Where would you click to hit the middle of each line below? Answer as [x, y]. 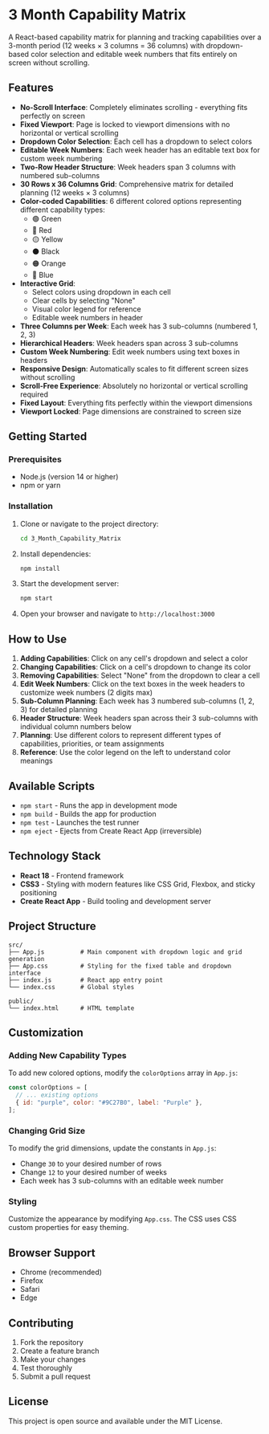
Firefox [32, 1281]
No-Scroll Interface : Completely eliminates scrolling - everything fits [134, 107]
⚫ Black [46, 251]
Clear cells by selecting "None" [84, 300]
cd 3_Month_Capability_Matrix [71, 538]
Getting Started [48, 436]
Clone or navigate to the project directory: [89, 523]
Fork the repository [52, 1342]
